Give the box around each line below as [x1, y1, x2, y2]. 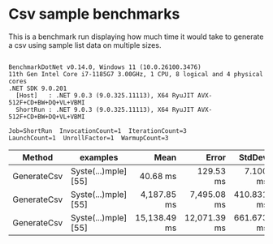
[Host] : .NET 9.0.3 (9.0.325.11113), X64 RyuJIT [15, 91, 195, 100]
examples [80, 152, 119, 163]
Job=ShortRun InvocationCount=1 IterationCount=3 [8, 126, 187, 135]
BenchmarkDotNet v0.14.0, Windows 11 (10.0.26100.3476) [8, 62, 201, 71]
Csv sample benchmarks [8, 5, 180, 24]
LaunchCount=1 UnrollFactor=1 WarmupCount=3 [8, 134, 169, 142]
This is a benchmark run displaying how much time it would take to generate [8, 32, 264, 41]
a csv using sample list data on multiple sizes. [8, 40, 162, 49]
